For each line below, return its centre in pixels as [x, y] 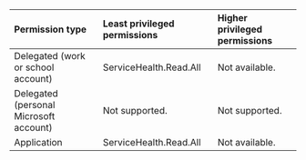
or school [34, 67]
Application [38, 142]
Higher [232, 18]
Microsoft [35, 116]
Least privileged [138, 24]
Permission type [51, 29]
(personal [35, 105]
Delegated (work [50, 56]
